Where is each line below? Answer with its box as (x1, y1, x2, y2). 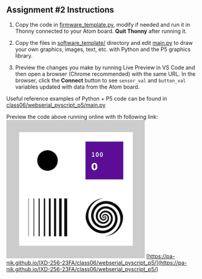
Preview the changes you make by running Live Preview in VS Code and (15, 64, 195, 71)
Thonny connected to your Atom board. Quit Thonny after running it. (15, 27, 187, 35)
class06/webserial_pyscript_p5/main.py (6, 101, 106, 109)
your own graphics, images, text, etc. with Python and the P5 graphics (15, 45, 191, 53)
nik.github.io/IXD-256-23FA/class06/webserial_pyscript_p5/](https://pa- (6, 259, 187, 266)
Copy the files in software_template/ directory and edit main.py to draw (15, 39, 193, 46)
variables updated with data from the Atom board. (15, 83, 140, 90)
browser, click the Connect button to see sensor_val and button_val (15, 76, 186, 84)
